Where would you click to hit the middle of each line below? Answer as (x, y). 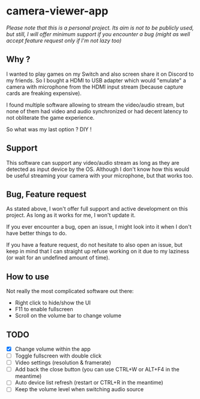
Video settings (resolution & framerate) (63, 363)
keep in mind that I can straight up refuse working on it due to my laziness (98, 252)
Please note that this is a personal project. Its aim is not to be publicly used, (100, 28)
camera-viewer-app (57, 11)
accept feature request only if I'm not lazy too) (64, 40)
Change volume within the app (53, 349)
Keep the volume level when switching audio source (79, 389)
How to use (28, 277)
